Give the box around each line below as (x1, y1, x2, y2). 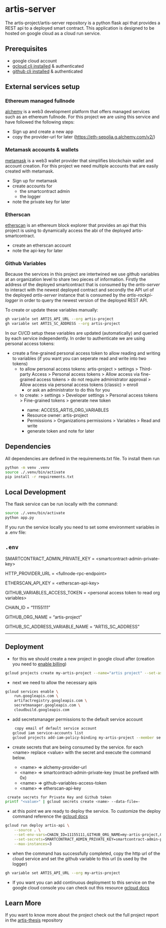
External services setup (5, 83, 80, 91)
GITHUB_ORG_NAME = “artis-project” (5, 614, 83, 620)
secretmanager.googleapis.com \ (14, 703, 81, 708)
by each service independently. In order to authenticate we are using (5, 335, 145, 342)
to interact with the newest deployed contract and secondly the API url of (5, 287, 154, 293)
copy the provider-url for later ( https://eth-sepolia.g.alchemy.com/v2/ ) (12, 134, 156, 140)
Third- (139, 366, 152, 372)
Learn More (5, 899, 41, 907)
